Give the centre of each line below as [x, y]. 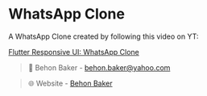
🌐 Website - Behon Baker [70, 83]
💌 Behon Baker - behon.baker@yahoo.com [99, 67]
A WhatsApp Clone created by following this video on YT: [103, 36]
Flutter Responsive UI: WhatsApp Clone [74, 52]
